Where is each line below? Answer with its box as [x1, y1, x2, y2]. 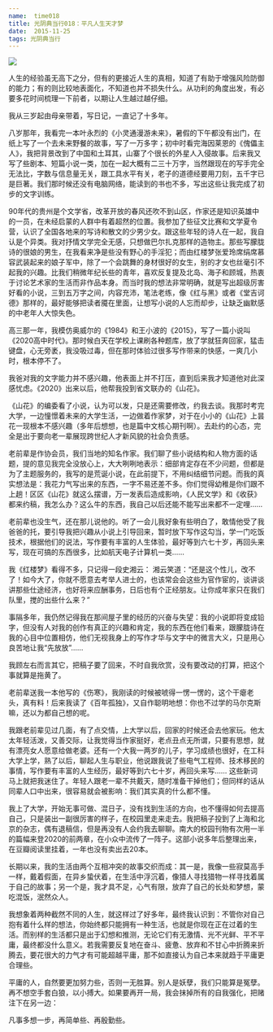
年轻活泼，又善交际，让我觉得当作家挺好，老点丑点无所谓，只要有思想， [15, 736, 258, 746]
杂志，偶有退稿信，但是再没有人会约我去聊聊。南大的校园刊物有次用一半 [22, 824, 265, 834]
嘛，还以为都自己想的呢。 [8, 708, 94, 718]
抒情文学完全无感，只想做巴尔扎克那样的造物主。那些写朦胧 [64, 237, 265, 247]
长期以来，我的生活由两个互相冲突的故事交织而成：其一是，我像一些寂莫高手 [8, 862, 265, 872]
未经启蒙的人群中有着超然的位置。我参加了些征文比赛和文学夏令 [43, 216, 258, 226]
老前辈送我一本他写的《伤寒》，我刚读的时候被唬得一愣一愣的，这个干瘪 [8, 688, 247, 697]
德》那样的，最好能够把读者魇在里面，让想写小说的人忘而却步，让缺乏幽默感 [8, 298, 265, 308]
